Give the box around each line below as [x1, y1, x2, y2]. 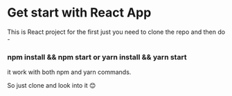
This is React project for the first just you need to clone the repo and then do [7, 28, 226, 36]
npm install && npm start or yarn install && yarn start [7, 52, 187, 61]
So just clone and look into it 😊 [7, 81, 96, 90]
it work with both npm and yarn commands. [7, 68, 132, 77]
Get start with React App [7, 5, 152, 21]
